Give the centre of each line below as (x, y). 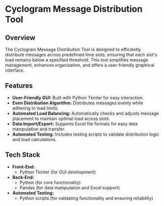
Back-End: (23, 177)
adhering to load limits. (35, 108)
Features (19, 86)
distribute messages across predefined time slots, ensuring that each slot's (81, 55)
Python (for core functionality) (50, 182)
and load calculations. (34, 139)
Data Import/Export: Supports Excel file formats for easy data (75, 123)
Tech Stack (23, 155)
